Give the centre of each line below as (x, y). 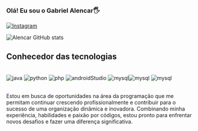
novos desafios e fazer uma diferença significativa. (70, 121)
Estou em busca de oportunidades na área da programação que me (90, 96)
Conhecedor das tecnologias (62, 56)
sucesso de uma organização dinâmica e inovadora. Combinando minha (96, 109)
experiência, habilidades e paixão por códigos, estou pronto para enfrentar (99, 115)
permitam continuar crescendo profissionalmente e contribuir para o (91, 102)
